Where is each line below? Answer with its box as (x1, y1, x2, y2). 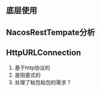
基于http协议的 (14, 64, 51, 71)
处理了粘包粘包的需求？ (14, 79, 72, 86)
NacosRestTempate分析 (6, 27, 95, 37)
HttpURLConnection (6, 48, 81, 58)
